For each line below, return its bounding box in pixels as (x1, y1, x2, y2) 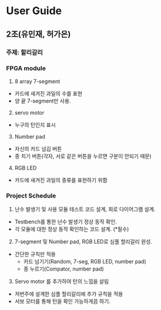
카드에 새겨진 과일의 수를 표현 (14, 90, 82, 97)
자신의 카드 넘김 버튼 (14, 145, 62, 152)
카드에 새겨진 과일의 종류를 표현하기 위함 (14, 176, 108, 183)
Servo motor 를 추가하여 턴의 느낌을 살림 (14, 278, 109, 285)
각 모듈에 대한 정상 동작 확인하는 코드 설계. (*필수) (14, 226, 129, 233)
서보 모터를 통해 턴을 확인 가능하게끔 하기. (14, 298, 110, 305)
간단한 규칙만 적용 (14, 250, 56, 258)
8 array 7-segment (14, 78, 61, 85)
